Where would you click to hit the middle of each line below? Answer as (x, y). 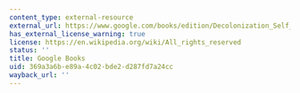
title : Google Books (48, 58)
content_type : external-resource (71, 17)
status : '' (29, 50)
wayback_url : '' (39, 75)
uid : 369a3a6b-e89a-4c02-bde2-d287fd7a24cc (92, 67)
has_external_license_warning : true (77, 34)
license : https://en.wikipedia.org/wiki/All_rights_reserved (125, 42)
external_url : (36, 26)
